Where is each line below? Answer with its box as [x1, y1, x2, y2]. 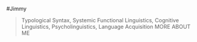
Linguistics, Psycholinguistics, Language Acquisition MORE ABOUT [21, 23, 191, 30]
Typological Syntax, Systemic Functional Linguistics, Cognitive [21, 17, 179, 23]
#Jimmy [6, 5, 27, 12]
